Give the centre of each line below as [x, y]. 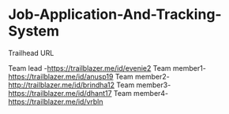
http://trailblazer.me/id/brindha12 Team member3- [90, 85]
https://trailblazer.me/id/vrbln [56, 101]
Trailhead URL [31, 53]
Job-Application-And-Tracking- [115, 15]
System [34, 31]
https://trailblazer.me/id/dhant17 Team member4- [88, 93]
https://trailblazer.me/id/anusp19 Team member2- [89, 76]
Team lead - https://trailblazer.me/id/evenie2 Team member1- [107, 68]
